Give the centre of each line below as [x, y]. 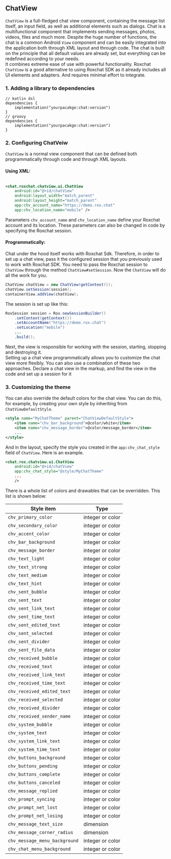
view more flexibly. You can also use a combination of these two [73, 363]
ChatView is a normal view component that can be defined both [71, 154]
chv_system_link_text [34, 741]
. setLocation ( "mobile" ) [40, 328]
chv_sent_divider [29, 642]
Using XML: [18, 171]
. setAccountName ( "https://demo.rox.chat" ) [60, 323]
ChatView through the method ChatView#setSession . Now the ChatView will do [86, 270]
